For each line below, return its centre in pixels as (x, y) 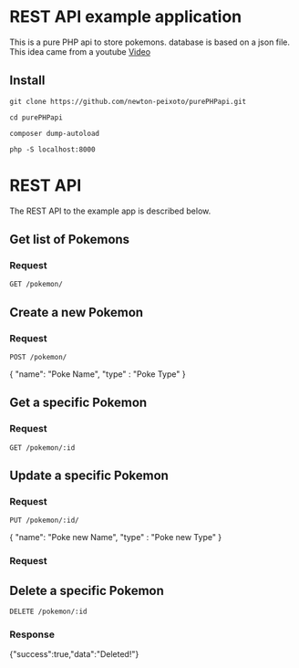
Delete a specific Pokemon (87, 590)
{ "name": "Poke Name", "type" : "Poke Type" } (98, 374)
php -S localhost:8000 (52, 149)
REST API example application (126, 17)
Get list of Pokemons (70, 240)
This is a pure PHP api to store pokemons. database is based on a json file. (149, 42)
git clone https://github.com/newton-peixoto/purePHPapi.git (128, 101)
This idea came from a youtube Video (80, 51)
